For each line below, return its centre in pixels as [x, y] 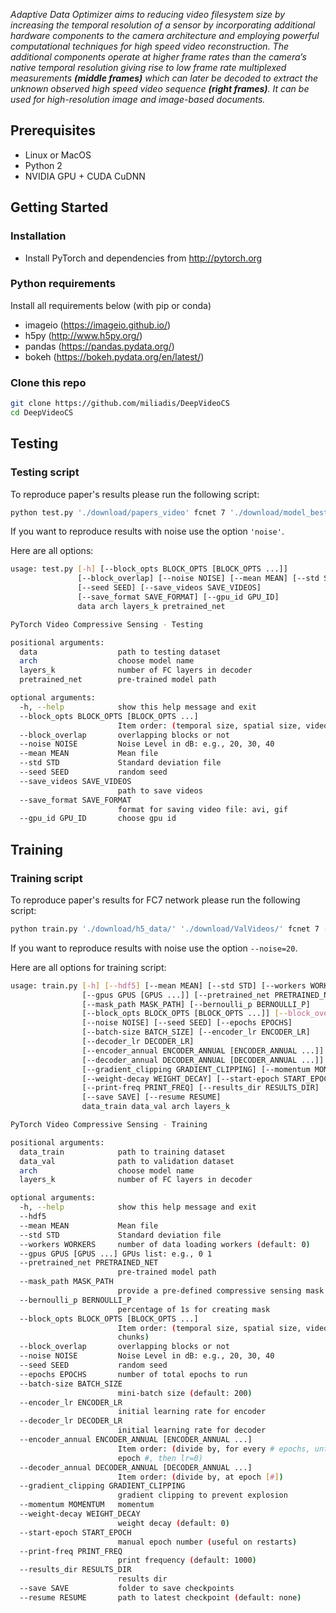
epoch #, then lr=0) [160, 1458]
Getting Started [59, 207]
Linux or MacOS [58, 155]
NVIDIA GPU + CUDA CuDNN [85, 176]
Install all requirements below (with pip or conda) [111, 305]
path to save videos [160, 790]
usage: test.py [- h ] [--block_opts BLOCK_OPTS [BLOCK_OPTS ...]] [149, 569]
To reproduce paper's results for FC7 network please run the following [155, 900]
